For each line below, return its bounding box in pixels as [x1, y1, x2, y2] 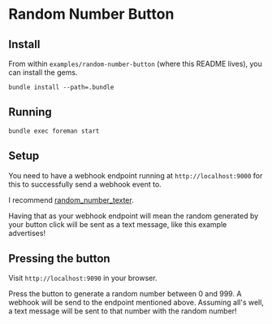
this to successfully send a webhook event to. [8, 179, 162, 189]
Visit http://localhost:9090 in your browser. [8, 274, 158, 283]
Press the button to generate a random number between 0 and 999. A [8, 289, 242, 299]
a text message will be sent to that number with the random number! [8, 306, 237, 316]
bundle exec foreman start [8, 127, 100, 135]
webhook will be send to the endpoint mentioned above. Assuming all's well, [8, 298, 264, 308]
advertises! [8, 228, 46, 238]
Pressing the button [8, 252, 111, 265]
